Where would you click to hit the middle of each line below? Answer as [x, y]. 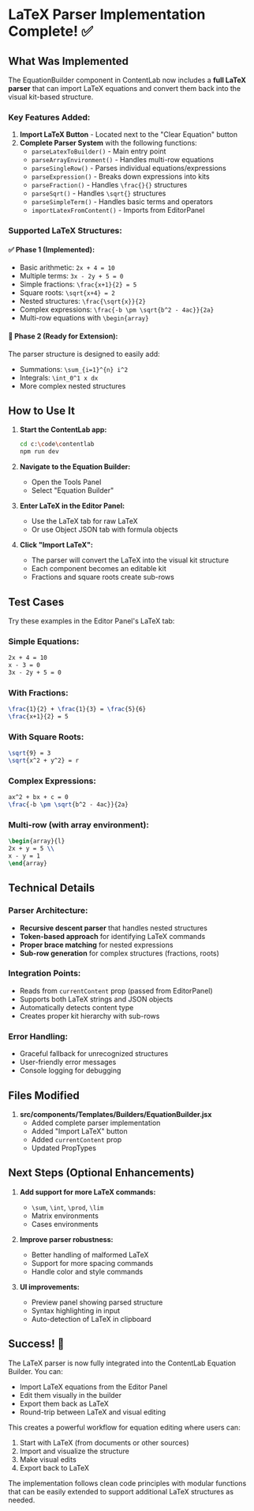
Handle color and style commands [87, 1271]
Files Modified [44, 1095]
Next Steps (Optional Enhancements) [101, 1173]
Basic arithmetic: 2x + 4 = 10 [67, 267]
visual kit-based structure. [51, 97]
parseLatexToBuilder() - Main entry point [99, 151]
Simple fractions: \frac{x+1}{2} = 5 [78, 284]
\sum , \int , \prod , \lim [67, 1207]
